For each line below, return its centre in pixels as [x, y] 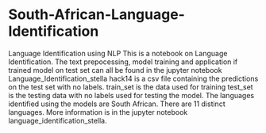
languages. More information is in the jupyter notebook [98, 112]
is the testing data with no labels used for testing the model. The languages [131, 95]
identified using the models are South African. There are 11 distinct [117, 104]
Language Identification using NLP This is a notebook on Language [118, 53]
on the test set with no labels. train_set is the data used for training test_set [131, 87]
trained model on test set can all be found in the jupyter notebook [115, 70]
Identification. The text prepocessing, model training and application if [123, 62]
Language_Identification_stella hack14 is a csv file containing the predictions [133, 78]
